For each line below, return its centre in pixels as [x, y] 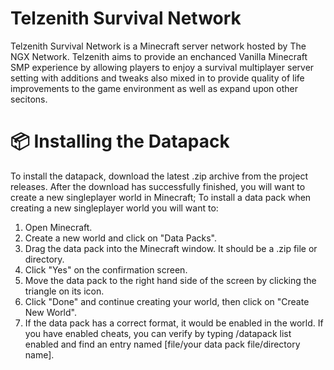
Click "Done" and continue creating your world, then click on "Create [167, 301]
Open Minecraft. [58, 227]
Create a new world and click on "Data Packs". [120, 238]
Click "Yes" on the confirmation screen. [106, 269]
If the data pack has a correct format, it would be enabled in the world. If [174, 323]
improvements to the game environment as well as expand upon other [154, 88]
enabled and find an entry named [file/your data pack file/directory [162, 344]
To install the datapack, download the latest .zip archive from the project [159, 176]
